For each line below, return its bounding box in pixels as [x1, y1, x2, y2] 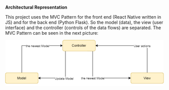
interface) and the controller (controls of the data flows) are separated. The [5, 25, 161, 31]
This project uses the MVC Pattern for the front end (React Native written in [5, 14, 161, 20]
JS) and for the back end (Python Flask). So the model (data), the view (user [5, 20, 163, 25]
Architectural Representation [5, 5, 68, 10]
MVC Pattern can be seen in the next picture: [5, 30, 99, 36]
